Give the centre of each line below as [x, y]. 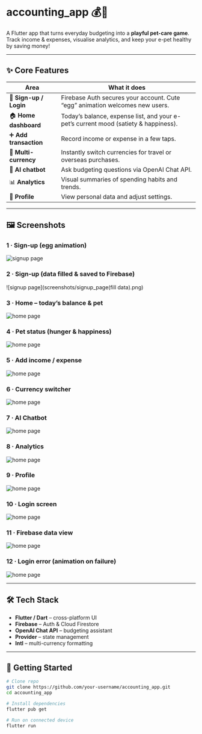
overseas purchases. [90, 160]
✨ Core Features [38, 71]
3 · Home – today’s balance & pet [55, 303]
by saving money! [28, 46]
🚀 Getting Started [39, 667]
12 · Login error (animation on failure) [61, 562]
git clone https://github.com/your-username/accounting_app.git [88, 687]
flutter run [21, 726]
